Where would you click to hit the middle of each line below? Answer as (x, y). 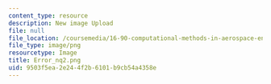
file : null (27, 30)
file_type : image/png (45, 46)
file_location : (34, 38)
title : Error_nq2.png (45, 61)
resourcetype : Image (43, 53)
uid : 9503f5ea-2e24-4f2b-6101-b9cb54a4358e (83, 68)
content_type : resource (48, 16)
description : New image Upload (61, 23)
